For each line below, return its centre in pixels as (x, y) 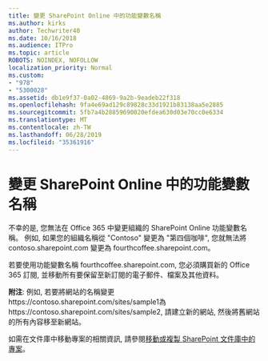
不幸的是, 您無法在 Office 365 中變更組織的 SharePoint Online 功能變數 (124, 228)
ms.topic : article (39, 53)
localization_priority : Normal (60, 68)
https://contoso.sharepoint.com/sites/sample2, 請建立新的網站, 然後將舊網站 (134, 312)
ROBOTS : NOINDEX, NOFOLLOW (53, 61)
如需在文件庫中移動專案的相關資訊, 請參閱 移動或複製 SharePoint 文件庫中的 (132, 339)
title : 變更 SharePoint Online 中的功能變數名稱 (85, 16)
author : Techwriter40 (44, 30)
